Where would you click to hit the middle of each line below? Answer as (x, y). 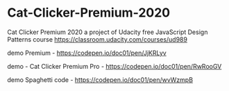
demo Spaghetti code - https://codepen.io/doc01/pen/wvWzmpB (100, 80)
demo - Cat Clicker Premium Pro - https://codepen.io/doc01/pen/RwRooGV (114, 66)
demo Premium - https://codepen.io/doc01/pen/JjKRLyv (87, 53)
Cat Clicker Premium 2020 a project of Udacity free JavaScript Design (108, 32)
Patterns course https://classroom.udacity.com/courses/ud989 (97, 39)
